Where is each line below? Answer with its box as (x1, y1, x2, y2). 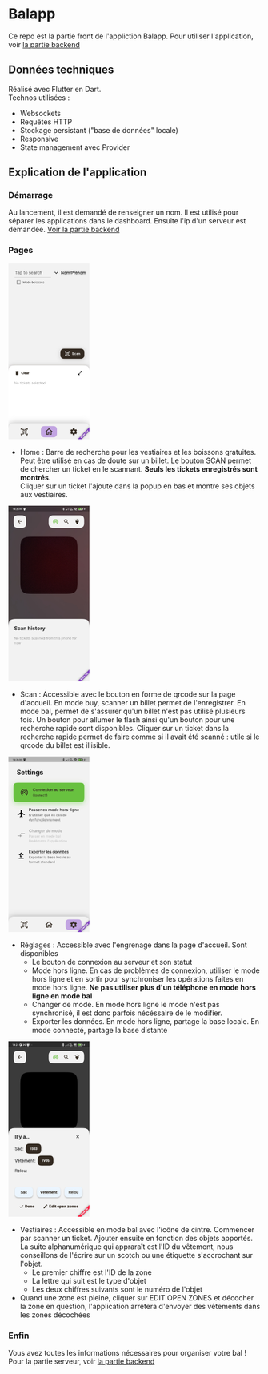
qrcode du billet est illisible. (19, 740, 110, 749)
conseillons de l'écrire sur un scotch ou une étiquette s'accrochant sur (19, 1250, 254, 1259)
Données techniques (8, 63, 114, 77)
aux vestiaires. (19, 489, 68, 499)
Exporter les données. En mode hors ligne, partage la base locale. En (31, 1016, 260, 1026)
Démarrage (8, 190, 54, 201)
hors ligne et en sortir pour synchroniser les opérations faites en (31, 974, 244, 983)
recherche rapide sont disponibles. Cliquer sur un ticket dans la (19, 723, 230, 733)
